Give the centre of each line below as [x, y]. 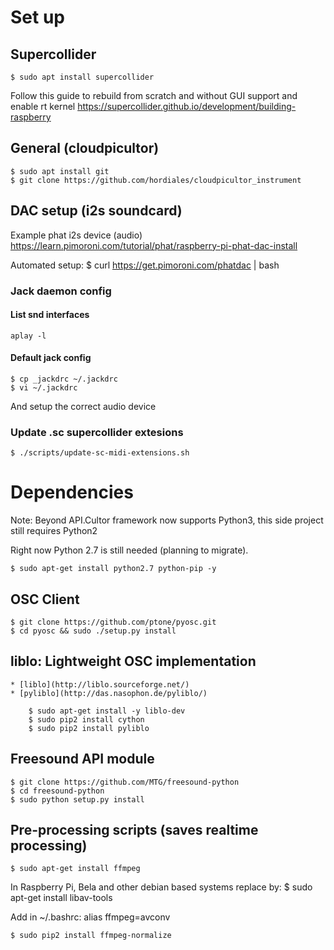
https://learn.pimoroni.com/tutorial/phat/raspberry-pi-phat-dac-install [154, 245]
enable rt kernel [43, 106]
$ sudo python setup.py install [77, 799]
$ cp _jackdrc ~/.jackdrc [64, 379]
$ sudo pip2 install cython [86, 719]
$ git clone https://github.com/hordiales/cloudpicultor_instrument [156, 180]
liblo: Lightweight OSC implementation [133, 661]
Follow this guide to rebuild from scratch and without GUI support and [154, 95]
